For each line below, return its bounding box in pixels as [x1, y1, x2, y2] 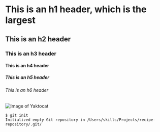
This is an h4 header [5, 63, 49, 69]
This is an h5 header [5, 74, 50, 80]
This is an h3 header [5, 50, 57, 57]
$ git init [5, 113, 28, 118]
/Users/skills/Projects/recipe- [87, 117, 156, 122]
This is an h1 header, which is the [5, 4, 147, 15]
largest [5, 14, 36, 26]
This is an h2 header [5, 35, 71, 43]
